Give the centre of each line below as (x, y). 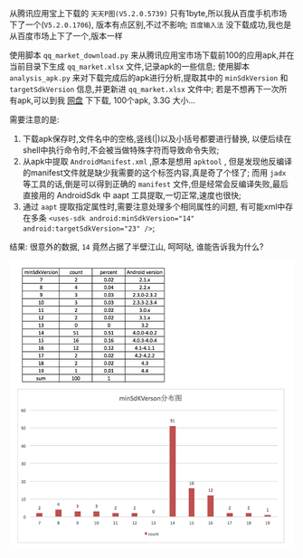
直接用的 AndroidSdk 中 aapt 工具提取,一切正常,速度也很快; (132, 195)
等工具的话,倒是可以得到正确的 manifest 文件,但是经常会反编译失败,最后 (156, 184)
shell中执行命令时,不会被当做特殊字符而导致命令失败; (121, 150)
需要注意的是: (35, 119)
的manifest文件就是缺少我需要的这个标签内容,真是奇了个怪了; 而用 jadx (154, 173)
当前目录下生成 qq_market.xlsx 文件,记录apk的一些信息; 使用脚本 (130, 66)
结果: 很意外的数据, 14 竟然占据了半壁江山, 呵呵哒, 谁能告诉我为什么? (137, 246)
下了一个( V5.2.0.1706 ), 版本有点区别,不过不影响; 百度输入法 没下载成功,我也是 (151, 24)
